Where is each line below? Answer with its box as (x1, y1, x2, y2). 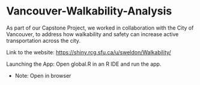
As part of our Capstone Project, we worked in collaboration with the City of (6, 24, 194, 31)
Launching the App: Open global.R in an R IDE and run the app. (6, 60, 162, 68)
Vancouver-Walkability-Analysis (6, 4, 172, 18)
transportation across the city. (6, 37, 81, 44)
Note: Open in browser (14, 72, 71, 79)
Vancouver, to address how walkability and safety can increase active (6, 30, 179, 37)
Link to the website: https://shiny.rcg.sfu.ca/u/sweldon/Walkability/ (6, 48, 171, 55)
